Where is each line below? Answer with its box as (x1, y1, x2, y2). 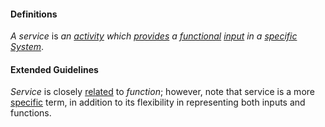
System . (10, 41, 45, 53)
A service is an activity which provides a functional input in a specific (10, 30, 298, 42)
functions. (10, 107, 52, 119)
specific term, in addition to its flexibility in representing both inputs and (10, 96, 306, 109)
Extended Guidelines (10, 63, 99, 75)
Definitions (10, 8, 58, 20)
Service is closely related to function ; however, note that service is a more (10, 86, 315, 98)
